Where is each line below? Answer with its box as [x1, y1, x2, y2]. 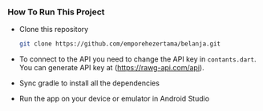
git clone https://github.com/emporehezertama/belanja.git [18, 40, 221, 48]
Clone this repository [18, 25, 89, 34]
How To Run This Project [7, 6, 105, 18]
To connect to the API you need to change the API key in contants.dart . [18, 54, 257, 64]
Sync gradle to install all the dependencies [18, 78, 160, 88]
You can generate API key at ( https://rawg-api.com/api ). [18, 63, 205, 73]
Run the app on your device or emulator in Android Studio [18, 94, 210, 104]
